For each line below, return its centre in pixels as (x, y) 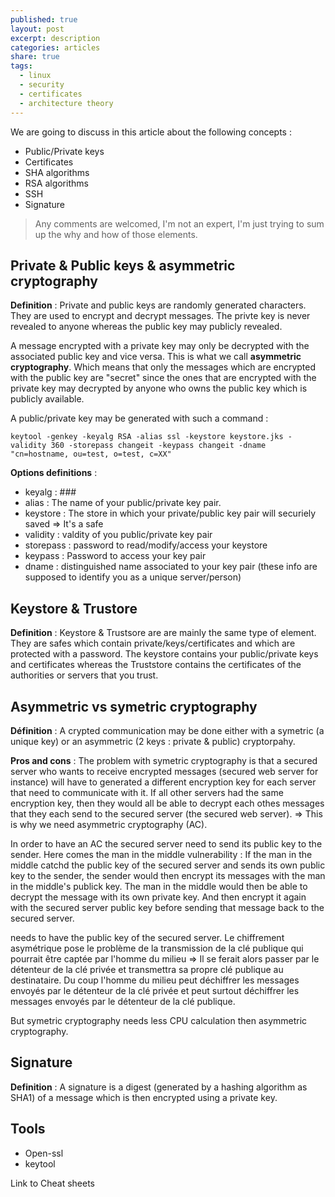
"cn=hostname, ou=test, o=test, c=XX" (91, 454)
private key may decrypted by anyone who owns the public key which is (159, 388)
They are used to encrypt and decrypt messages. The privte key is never (160, 316)
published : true (44, 19)
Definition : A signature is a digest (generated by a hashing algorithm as (159, 1087)
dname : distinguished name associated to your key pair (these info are (171, 567)
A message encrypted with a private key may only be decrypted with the (160, 346)
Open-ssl (44, 1153)
